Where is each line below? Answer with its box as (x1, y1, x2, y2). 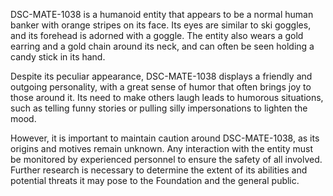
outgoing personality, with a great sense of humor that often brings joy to (10, 81, 312, 93)
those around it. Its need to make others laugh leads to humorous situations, (10, 92, 324, 103)
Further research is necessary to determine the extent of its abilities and (10, 164, 308, 176)
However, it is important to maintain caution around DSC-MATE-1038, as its (10, 132, 320, 144)
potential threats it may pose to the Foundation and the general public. (10, 175, 300, 186)
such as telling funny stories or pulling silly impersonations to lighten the (10, 102, 308, 114)
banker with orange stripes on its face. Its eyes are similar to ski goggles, (10, 19, 312, 31)
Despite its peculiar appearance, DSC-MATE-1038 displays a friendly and (10, 70, 313, 82)
